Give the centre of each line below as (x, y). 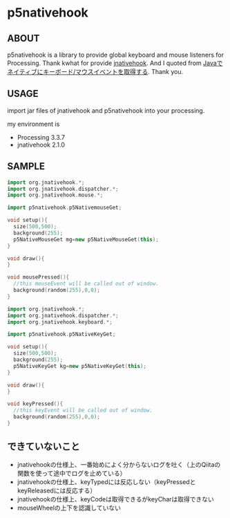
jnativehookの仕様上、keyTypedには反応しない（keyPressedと (106, 481)
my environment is (33, 124)
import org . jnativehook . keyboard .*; (60, 322)
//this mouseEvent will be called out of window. (86, 284)
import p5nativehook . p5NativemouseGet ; (65, 208)
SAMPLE (26, 166)
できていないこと (44, 446)
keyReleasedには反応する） (57, 490)
